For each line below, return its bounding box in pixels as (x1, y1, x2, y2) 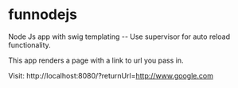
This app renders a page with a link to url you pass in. (8, 55, 185, 65)
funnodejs (8, 6, 78, 24)
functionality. (8, 40, 52, 49)
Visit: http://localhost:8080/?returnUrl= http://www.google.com (8, 71, 213, 80)
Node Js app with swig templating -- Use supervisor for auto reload (8, 32, 231, 41)
